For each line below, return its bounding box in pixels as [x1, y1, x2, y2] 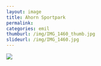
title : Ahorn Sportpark [6, 14, 66, 20]
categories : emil [6, 25, 50, 32]
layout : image [6, 8, 42, 15]
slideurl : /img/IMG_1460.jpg [6, 37, 79, 43]
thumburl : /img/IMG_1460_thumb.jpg [6, 31, 96, 37]
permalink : [6, 20, 34, 26]
